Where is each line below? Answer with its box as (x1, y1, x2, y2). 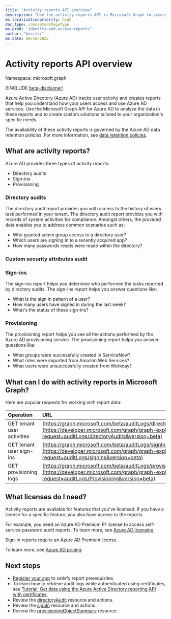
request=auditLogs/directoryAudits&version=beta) (42, 433, 163, 440)
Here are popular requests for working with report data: (5, 400, 122, 406)
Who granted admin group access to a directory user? (12, 231, 126, 238)
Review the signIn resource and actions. (12, 602, 97, 608)
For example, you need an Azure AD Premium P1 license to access (5, 521, 145, 527)
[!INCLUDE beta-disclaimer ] (5, 85, 64, 91)
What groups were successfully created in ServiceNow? (12, 352, 131, 358)
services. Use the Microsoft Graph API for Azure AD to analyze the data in (5, 105, 160, 112)
